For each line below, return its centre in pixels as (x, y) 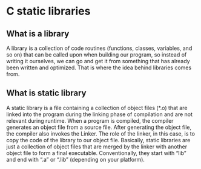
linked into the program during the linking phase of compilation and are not (99, 114)
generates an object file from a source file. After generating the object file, (99, 127)
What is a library (38, 34)
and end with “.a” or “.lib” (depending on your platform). (76, 159)
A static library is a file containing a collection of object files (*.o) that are (97, 108)
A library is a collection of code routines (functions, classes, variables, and (99, 48)
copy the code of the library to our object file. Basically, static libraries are (98, 140)
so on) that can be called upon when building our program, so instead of (97, 55)
